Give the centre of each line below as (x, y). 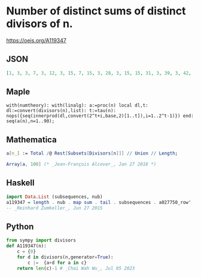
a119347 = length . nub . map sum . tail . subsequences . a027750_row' (99, 202)
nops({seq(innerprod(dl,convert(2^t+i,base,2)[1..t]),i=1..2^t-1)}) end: (100, 116)
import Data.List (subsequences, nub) (54, 197)
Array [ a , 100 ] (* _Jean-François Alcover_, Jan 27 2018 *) (81, 164)
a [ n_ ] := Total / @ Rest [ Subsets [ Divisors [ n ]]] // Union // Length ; (92, 153)
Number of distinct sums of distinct (96, 11)
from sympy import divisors (41, 240)
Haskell (20, 183)
